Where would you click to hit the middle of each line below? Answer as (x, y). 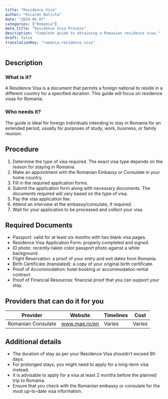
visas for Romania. (24, 99)
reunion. (14, 133)
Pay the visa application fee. (42, 198)
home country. (28, 177)
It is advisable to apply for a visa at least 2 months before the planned (85, 375)
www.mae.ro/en (80, 324)
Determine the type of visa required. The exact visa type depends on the (88, 161)
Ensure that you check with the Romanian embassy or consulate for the (86, 385)
